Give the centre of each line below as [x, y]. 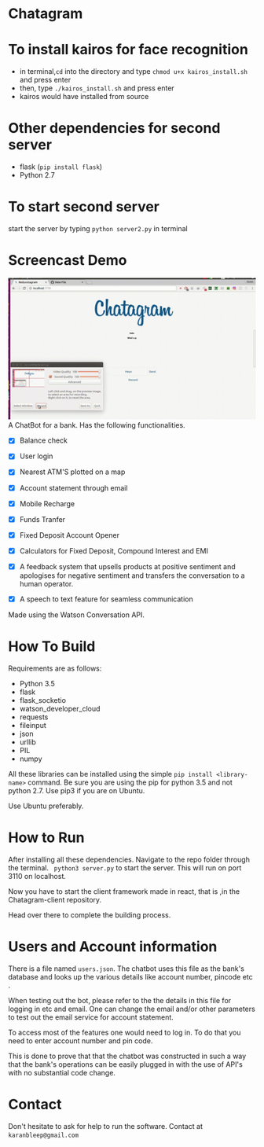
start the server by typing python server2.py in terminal [98, 228]
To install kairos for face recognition [128, 50]
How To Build [52, 647]
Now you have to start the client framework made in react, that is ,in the [124, 891]
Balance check [44, 440]
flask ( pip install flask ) [61, 167]
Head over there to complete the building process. [90, 915]
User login [36, 456]
